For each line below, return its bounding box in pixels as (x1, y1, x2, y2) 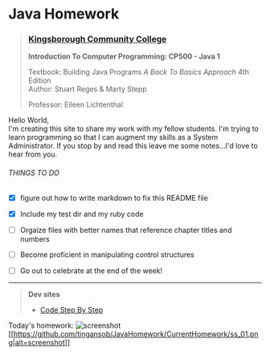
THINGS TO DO (8, 168, 60, 177)
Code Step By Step (39, 305, 104, 314)
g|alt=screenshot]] (8, 338, 71, 347)
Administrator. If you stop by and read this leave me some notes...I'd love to (8, 141, 259, 151)
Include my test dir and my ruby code (19, 209, 144, 218)
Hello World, (8, 116, 50, 125)
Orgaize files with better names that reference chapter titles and (19, 225, 232, 235)
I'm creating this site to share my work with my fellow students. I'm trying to (8, 124, 259, 133)
